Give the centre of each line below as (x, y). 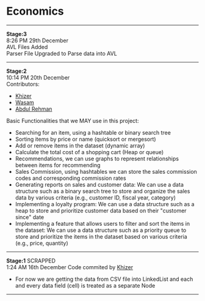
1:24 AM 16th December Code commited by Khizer (70, 267)
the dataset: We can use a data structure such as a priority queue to (101, 230)
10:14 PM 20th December (38, 77)
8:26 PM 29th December (38, 40)
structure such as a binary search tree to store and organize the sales (103, 191)
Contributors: (23, 84)
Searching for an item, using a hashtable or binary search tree (93, 132)
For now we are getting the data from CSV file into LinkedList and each (104, 279)
